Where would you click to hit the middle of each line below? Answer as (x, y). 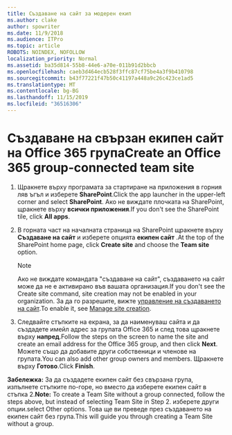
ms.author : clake (32, 20)
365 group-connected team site (101, 168)
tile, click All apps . (44, 216)
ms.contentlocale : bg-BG (43, 91)
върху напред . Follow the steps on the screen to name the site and (113, 336)
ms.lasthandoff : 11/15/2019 (48, 98)
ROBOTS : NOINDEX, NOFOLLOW (46, 53)
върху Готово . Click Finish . (56, 366)
